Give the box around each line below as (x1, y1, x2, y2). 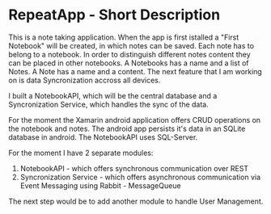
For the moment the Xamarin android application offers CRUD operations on (8, 115, 261, 124)
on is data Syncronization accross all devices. (8, 75, 161, 85)
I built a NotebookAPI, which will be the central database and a (8, 90, 218, 100)
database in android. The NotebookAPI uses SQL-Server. (8, 132, 198, 142)
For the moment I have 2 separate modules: (8, 148, 154, 157)
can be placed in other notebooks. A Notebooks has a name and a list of (8, 58, 249, 68)
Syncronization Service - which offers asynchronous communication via (19, 172, 261, 182)
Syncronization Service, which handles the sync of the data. (8, 99, 209, 109)
